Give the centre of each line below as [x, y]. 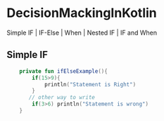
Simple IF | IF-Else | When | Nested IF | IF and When [82, 33]
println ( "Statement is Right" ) [90, 84]
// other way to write [62, 98]
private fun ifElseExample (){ [64, 71]
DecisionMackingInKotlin [82, 13]
